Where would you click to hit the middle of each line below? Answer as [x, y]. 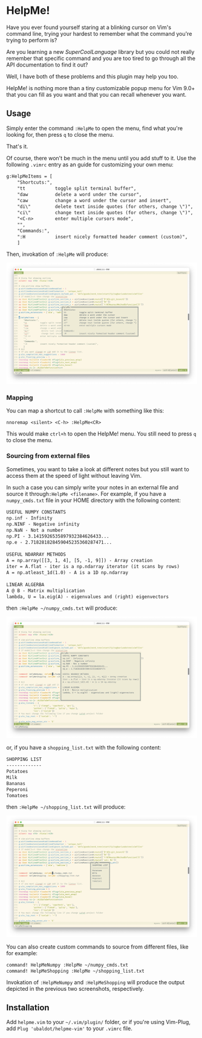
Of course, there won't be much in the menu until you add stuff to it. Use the [101, 158]
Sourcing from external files [48, 456]
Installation [28, 1007]
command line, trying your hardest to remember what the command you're [99, 33]
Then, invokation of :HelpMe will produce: [57, 254]
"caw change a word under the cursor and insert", [94, 200]
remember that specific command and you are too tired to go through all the [101, 58]
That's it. [17, 146]
